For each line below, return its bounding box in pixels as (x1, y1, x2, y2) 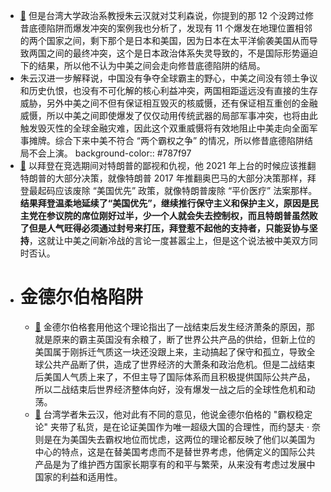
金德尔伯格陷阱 (19, 286, 143, 309)
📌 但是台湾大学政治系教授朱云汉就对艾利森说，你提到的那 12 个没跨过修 (19, 10, 315, 21)
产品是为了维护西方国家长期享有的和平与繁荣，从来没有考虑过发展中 (34, 458, 316, 470)
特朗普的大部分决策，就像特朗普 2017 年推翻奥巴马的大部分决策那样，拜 (19, 172, 317, 184)
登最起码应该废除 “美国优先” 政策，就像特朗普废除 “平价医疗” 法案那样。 (19, 185, 318, 196)
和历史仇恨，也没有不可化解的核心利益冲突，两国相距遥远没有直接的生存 (19, 85, 318, 96)
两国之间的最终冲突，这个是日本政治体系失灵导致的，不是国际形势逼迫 (28, 47, 318, 59)
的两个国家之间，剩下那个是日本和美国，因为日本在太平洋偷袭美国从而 (19, 35, 310, 46)
